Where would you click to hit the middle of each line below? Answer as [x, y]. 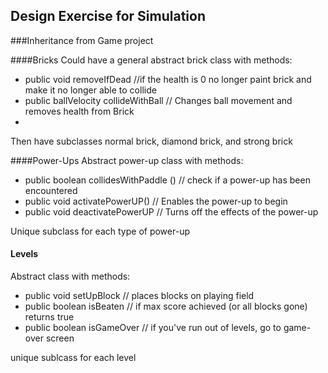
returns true [49, 317]
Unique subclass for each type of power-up [100, 231]
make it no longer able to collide [90, 90]
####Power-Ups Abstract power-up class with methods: [127, 160]
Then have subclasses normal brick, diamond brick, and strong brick [151, 141]
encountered [51, 190]
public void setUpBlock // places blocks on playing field [139, 296]
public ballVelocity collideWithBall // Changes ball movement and [158, 100]
